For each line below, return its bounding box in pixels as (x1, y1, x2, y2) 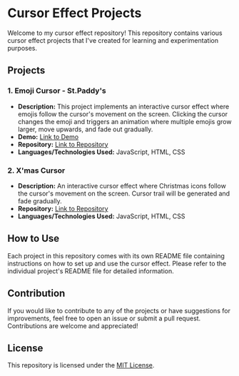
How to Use (7, 233, 60, 245)
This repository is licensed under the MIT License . (7, 361, 155, 370)
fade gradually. (17, 196, 62, 205)
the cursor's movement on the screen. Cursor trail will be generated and (17, 189, 230, 198)
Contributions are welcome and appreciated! (7, 321, 138, 330)
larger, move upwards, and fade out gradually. (17, 125, 153, 133)
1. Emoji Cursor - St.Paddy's (7, 86, 107, 96)
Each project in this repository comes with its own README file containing (7, 251, 225, 260)
